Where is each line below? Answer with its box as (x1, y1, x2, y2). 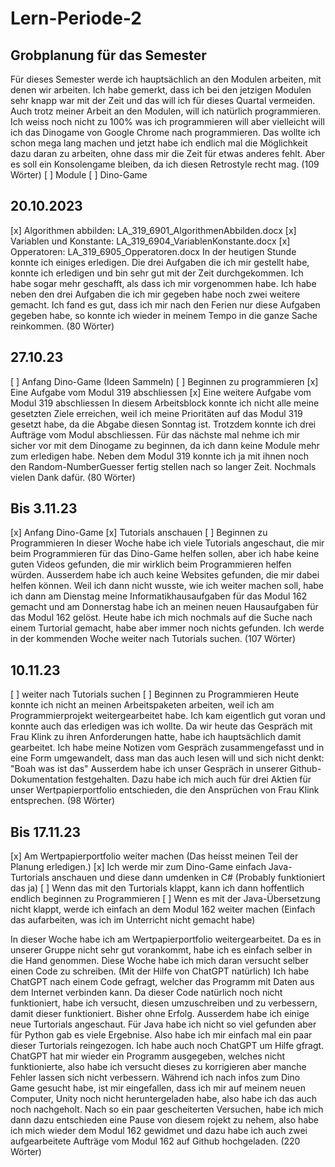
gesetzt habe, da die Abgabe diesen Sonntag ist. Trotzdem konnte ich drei (10, 418, 317, 430)
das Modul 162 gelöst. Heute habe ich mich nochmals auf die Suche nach (10, 612, 313, 624)
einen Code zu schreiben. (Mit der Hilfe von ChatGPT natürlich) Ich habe (10, 965, 310, 977)
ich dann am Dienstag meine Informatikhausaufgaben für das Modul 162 (10, 590, 308, 602)
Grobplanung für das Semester (10, 47, 207, 64)
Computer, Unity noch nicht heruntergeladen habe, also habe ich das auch (10, 1093, 318, 1105)
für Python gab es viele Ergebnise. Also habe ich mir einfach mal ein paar (10, 1029, 313, 1041)
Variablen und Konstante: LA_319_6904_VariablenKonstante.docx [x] (10, 235, 291, 247)
